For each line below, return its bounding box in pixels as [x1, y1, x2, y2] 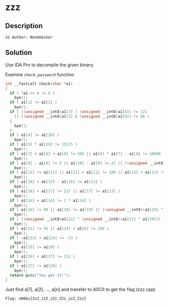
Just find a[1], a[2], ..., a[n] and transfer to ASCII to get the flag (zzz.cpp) [5, 286, 156, 292]
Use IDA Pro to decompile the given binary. [5, 62, 95, 68]
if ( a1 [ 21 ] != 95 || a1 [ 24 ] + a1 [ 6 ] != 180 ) [10, 226, 109, 231]
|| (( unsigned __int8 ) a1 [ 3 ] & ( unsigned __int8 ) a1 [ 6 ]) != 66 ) [14, 114, 150, 119]
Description [5, 22, 43, 30]
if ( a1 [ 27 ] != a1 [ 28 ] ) [10, 263, 62, 268]
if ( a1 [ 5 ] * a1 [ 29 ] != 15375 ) [10, 142, 78, 147]
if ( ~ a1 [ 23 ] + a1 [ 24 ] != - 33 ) [10, 235, 78, 240]
